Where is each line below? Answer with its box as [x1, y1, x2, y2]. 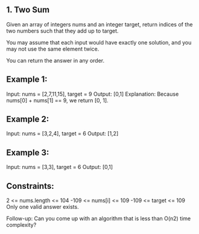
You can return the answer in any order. [6, 57, 104, 64]
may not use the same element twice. [6, 45, 99, 52]
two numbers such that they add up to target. [6, 27, 119, 34]
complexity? [6, 221, 37, 229]
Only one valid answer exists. [6, 203, 80, 211]
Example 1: [6, 75, 48, 85]
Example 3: [6, 147, 49, 158]
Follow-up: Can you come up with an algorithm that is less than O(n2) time [6, 215, 191, 222]
